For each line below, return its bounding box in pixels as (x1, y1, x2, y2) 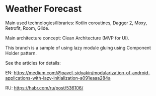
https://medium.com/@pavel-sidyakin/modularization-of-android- (13, 69, 150, 76)
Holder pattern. (5, 50, 37, 56)
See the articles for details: (5, 60, 61, 66)
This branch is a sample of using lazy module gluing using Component (5, 44, 151, 51)
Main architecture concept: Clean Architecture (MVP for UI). (5, 35, 130, 41)
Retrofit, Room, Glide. (5, 25, 49, 31)
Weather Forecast (5, 3, 82, 15)
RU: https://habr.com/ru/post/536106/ (5, 84, 84, 91)
